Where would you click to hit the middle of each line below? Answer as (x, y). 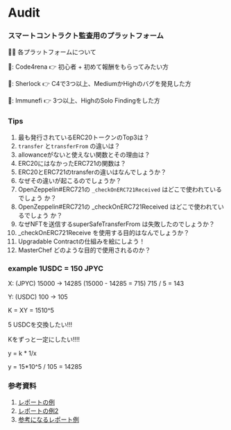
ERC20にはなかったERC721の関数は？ (72, 163)
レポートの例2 (38, 411)
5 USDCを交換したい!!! (40, 325)
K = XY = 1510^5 (31, 311)
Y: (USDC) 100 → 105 (38, 297)
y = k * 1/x (22, 353)
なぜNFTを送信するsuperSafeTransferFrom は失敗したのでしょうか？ (116, 224)
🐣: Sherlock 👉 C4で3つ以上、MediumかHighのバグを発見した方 (100, 84)
